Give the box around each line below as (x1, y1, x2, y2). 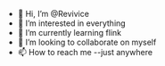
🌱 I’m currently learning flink (17, 28, 122, 37)
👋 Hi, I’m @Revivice (17, 9, 89, 19)
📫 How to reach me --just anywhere (17, 47, 153, 57)
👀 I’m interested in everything (17, 18, 127, 29)
